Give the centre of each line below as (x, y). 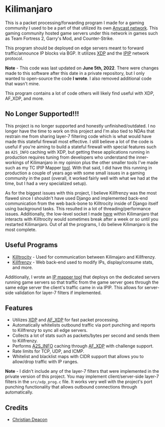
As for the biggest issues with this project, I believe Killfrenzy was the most (81, 193)
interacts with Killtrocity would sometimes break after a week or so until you (82, 219)
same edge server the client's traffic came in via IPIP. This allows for (74, 287)
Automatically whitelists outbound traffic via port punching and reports (84, 325)
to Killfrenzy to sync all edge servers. (50, 330)
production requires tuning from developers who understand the (70, 157)
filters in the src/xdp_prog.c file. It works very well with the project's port (79, 382)
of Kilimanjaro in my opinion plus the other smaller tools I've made (92, 162)
